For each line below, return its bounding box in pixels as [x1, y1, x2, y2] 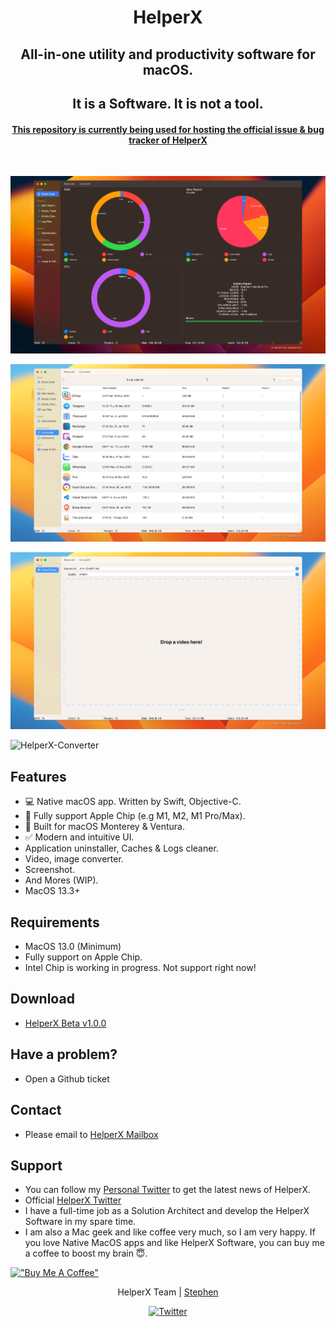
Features [10, 768, 67, 785]
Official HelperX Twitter [24, 1194, 122, 1206]
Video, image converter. [24, 853, 124, 865]
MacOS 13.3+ [24, 885, 81, 897]
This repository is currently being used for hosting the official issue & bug [11, 123, 325, 135]
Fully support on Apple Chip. [24, 951, 143, 963]
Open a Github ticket [24, 1072, 110, 1085]
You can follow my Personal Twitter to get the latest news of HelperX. [24, 1184, 312, 1196]
